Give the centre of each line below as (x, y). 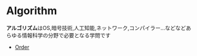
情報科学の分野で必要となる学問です (66, 35)
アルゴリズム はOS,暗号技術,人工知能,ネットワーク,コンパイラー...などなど (96, 28)
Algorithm (32, 11)
